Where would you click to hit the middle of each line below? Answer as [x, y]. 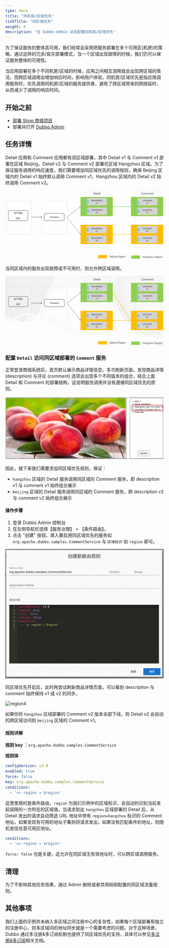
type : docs [17, 11]
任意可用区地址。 [36, 828]
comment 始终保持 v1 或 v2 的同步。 [43, 694]
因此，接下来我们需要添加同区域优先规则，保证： [56, 468]
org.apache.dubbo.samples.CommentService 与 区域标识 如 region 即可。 [85, 542]
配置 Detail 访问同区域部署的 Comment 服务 [56, 358]
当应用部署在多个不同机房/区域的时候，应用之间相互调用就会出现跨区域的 [81, 71]
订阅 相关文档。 [32, 940]
